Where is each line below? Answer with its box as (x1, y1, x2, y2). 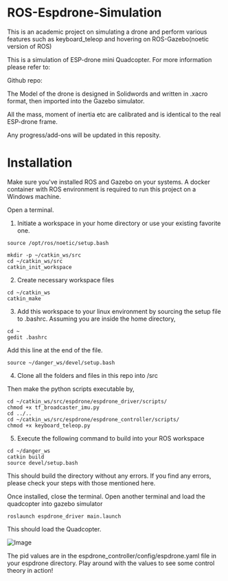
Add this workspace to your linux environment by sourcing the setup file (16, 307, 221, 315)
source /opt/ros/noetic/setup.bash (7, 240, 109, 246)
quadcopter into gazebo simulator (7, 499, 103, 507)
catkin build (7, 453, 45, 461)
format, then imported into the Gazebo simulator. (7, 96, 145, 105)
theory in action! (7, 566, 54, 574)
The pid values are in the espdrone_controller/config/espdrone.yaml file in (7, 551, 217, 560)
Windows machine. (7, 192, 62, 200)
